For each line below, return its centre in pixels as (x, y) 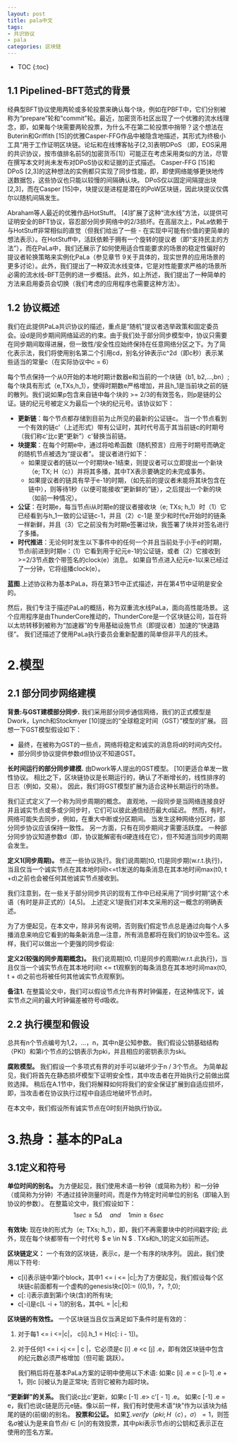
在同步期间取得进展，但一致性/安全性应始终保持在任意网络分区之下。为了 (114, 344)
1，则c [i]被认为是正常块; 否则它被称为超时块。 (85, 1382)
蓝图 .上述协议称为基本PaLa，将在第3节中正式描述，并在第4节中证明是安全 (115, 584)
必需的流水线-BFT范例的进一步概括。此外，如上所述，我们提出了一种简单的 (116, 274)
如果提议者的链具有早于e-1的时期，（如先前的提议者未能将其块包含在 (127, 480)
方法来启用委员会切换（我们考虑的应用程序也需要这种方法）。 (95, 283)
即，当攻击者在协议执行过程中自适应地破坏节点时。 (81, 1093)
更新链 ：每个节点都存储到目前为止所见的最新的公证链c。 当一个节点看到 (122, 418)
